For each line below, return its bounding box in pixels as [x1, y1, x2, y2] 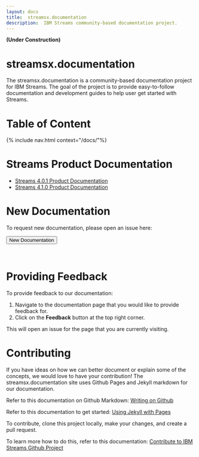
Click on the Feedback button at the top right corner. [14, 314, 145, 321]
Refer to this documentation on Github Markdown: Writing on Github [6, 397, 174, 404]
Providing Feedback [6, 270, 108, 284]
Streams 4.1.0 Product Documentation [14, 183, 109, 191]
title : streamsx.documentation [6, 14, 87, 20]
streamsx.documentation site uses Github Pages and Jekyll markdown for [6, 379, 188, 386]
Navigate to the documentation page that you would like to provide [14, 301, 179, 308]
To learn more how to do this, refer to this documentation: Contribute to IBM [6, 438, 193, 445]
